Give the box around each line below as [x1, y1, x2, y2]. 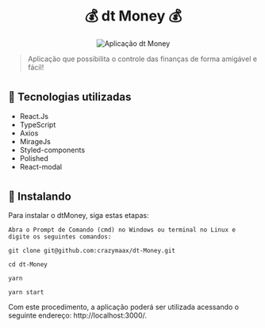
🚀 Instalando [8, 189, 71, 203]
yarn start [8, 288, 44, 296]
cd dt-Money [8, 261, 48, 269]
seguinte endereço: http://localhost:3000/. [8, 311, 148, 320]
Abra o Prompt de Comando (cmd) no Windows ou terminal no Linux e [8, 226, 236, 235]
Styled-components [19, 145, 86, 154]
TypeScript [19, 120, 56, 129]
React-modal [19, 162, 62, 171]
